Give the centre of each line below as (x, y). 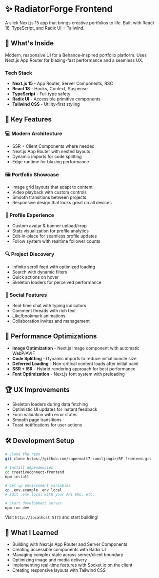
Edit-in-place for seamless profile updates (54, 236)
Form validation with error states (45, 414)
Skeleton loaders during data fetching (50, 404)
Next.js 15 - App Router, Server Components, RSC (63, 83)
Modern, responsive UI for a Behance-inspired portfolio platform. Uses (76, 55)
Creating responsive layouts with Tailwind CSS (59, 570)
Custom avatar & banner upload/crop (49, 226)
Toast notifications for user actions (47, 424)
